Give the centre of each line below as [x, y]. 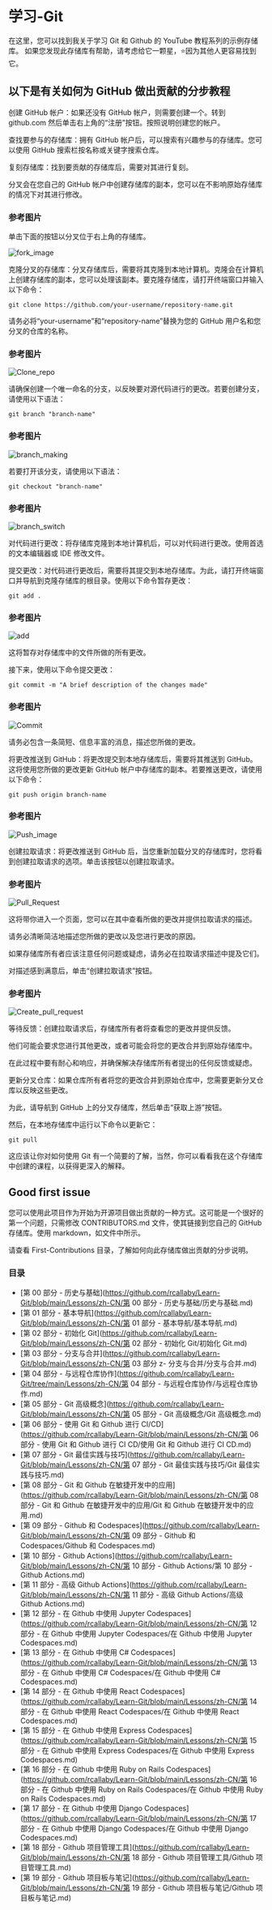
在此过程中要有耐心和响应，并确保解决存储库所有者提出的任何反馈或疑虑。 [132, 1063]
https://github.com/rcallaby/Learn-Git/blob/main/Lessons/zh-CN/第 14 [140, 1701]
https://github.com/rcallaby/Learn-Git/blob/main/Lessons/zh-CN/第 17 [140, 1818]
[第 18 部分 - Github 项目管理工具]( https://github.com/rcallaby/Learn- [135, 1847]
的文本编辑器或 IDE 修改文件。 [59, 553]
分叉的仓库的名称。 [40, 331]
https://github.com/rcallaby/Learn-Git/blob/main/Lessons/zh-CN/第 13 [140, 1662]
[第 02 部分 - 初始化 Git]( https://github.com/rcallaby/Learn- [119, 1333]
